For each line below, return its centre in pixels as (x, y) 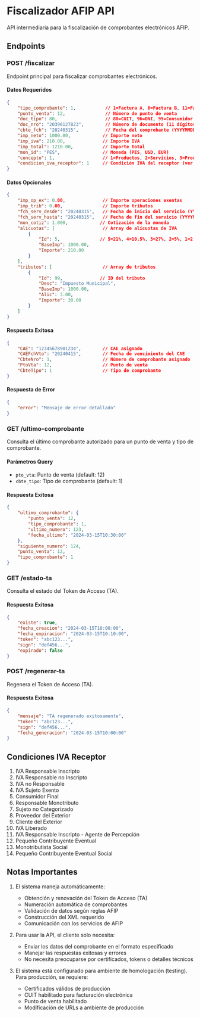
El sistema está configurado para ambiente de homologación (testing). (101, 971)
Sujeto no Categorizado (44, 809)
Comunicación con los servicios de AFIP (74, 923)
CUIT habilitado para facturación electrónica (78, 995)
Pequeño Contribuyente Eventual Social (64, 854)
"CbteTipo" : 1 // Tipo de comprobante (89, 371)
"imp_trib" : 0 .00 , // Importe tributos (85, 206)
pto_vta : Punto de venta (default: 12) (60, 475)
